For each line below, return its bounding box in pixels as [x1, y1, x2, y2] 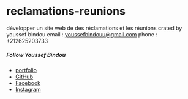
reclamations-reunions [6, 4, 126, 18]
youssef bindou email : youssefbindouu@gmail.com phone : [6, 30, 158, 38]
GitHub [15, 73, 34, 80]
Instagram [15, 86, 41, 93]
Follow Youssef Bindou [6, 51, 66, 58]
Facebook [15, 79, 41, 86]
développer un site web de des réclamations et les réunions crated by [6, 24, 182, 32]
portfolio [15, 66, 37, 73]
